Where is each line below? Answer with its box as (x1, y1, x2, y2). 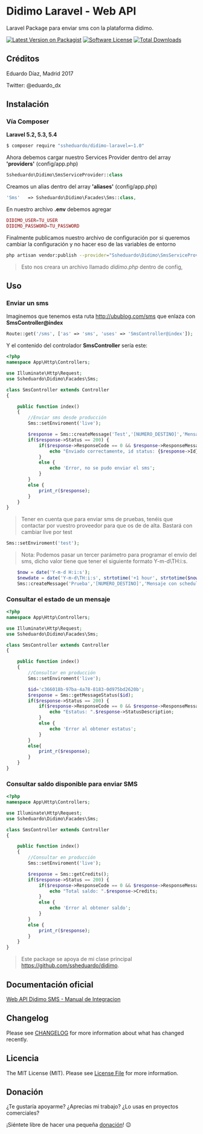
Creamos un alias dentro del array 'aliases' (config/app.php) (6, 183, 158, 191)
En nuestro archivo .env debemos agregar (6, 206, 112, 213)
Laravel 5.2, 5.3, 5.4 (6, 131, 57, 138)
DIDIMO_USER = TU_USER (6, 217, 59, 224)
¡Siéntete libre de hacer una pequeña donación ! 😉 (6, 1121, 132, 1129)
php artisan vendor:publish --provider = (6, 252, 110, 258)
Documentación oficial (6, 979, 94, 990)
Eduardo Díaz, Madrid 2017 (6, 70, 74, 77)
